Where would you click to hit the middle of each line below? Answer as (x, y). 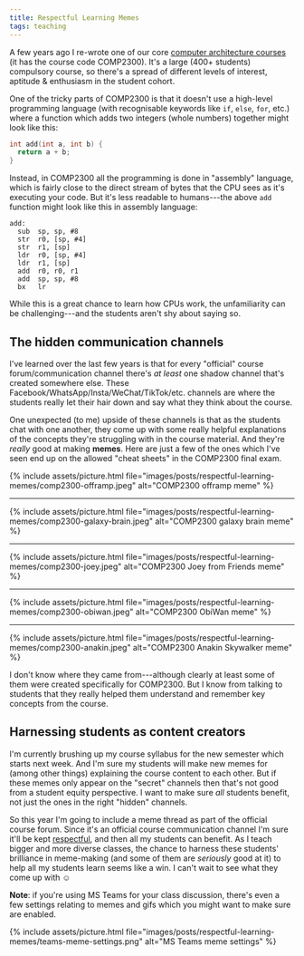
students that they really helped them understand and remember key (137, 693)
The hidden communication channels (117, 342)
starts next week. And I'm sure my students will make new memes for (139, 763)
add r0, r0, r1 (48, 271)
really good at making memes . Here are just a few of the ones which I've (145, 449)
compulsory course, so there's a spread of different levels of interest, (138, 71)
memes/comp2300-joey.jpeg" (66, 566)
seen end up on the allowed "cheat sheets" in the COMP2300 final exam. (146, 458)
